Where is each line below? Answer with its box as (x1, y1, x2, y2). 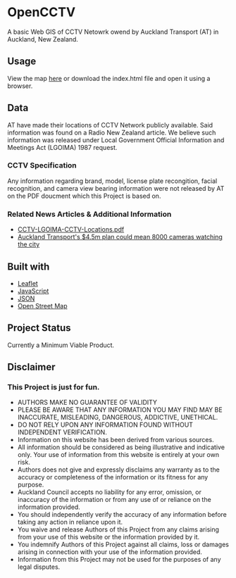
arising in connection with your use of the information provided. (17, 548, 203, 556)
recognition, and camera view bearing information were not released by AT (7, 184, 225, 192)
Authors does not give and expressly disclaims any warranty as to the (17, 465, 221, 474)
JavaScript (17, 287, 49, 295)
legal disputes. (17, 563, 61, 571)
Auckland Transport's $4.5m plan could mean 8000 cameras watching (17, 233, 223, 241)
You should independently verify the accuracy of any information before (17, 510, 227, 519)
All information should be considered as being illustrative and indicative (17, 443, 225, 451)
